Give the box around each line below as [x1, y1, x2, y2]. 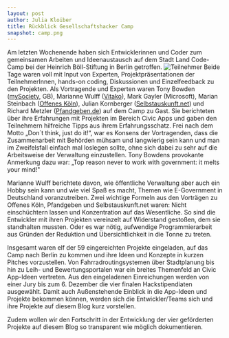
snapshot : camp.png [7, 29, 63, 37]
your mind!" [7, 166, 41, 174]
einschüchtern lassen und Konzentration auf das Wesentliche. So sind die [7, 208, 216, 217]
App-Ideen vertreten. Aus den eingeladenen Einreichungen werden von [7, 273, 210, 281]
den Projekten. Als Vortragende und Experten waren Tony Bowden [7, 85, 195, 93]
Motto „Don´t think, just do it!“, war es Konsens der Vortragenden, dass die [7, 129, 219, 137]
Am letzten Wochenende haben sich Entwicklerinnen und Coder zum [7, 48, 203, 57]
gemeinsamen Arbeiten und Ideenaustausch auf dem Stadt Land [7, 56, 190, 64]
